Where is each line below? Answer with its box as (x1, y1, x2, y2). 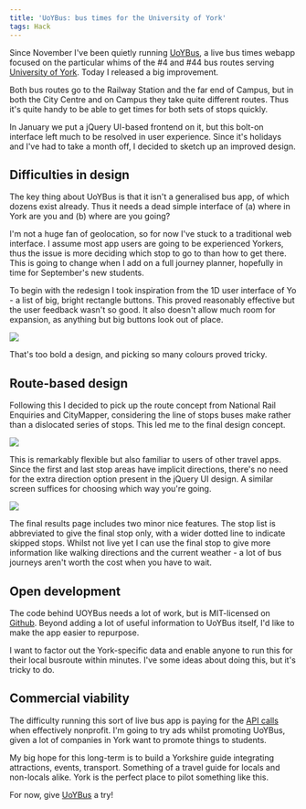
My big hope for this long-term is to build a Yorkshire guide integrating (9, 751, 275, 763)
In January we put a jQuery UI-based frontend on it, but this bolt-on (9, 121, 264, 133)
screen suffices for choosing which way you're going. (9, 484, 212, 495)
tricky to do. (9, 664, 55, 675)
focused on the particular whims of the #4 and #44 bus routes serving (9, 57, 275, 68)
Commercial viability (9, 691, 130, 707)
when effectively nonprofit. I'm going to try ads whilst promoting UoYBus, (9, 724, 286, 736)
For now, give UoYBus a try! (9, 789, 114, 800)
